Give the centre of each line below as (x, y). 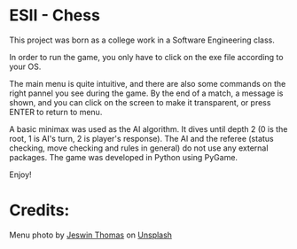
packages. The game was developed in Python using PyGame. (123, 157)
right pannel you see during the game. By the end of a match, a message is (146, 93)
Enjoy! (21, 175)
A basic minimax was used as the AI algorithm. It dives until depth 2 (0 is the (148, 128)
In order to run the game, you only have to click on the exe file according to (146, 57)
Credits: (39, 210)
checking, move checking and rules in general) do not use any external (139, 148)
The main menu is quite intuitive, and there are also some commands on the (148, 83)
